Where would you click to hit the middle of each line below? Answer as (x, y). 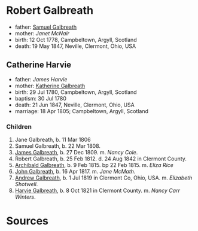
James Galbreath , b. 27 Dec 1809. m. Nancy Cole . (76, 153)
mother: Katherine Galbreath (50, 86)
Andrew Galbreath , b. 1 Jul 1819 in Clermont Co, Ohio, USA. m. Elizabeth (103, 178)
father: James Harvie (41, 79)
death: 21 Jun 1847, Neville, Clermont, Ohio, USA (74, 105)
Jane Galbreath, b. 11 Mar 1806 (53, 140)
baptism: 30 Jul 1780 (41, 98)
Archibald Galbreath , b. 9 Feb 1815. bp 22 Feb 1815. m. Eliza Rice (94, 165)
